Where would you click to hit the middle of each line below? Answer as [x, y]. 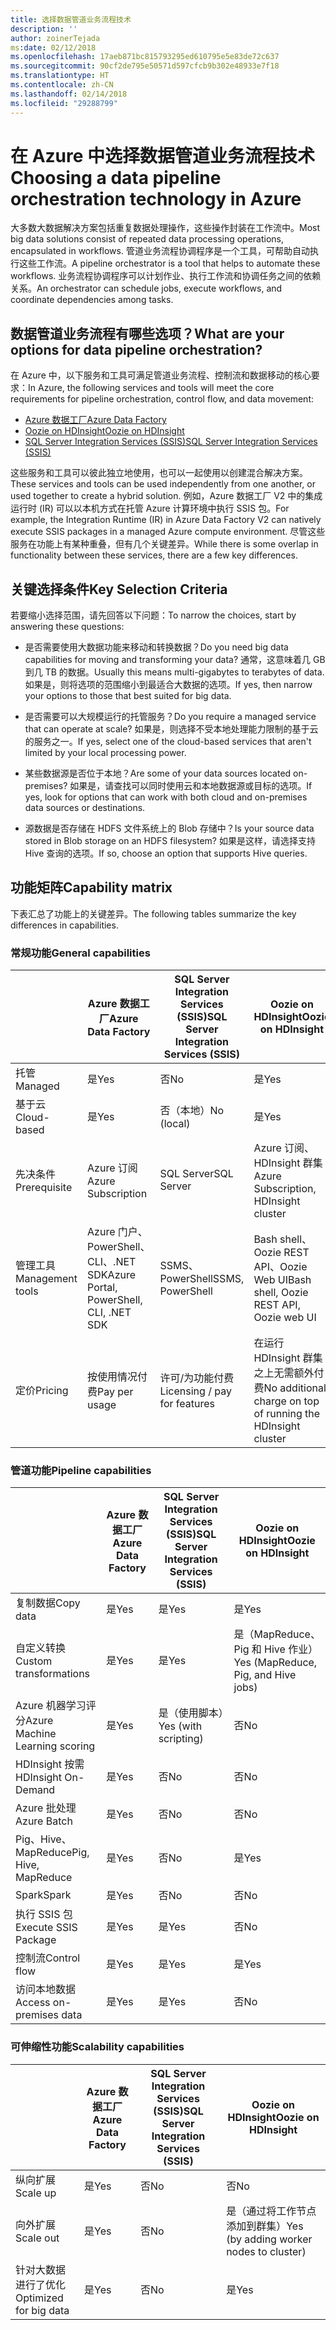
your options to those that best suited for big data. [128, 696]
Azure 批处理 [46, 1808]
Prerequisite [44, 1188]
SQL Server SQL [196, 1174]
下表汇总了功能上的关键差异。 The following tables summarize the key [153, 913]
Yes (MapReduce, [275, 1663]
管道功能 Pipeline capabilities [81, 1471]
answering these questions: [67, 627]
